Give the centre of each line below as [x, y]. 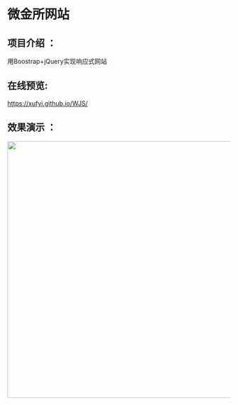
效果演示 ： [32, 127]
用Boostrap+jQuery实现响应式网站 [57, 61]
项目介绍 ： [32, 43]
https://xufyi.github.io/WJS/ [48, 103]
